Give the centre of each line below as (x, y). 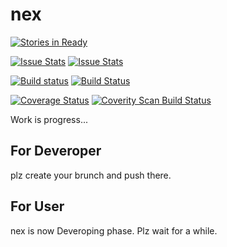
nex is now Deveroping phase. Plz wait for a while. (114, 230)
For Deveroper (56, 151)
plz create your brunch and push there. (91, 175)
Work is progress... (49, 119)
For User (37, 206)
